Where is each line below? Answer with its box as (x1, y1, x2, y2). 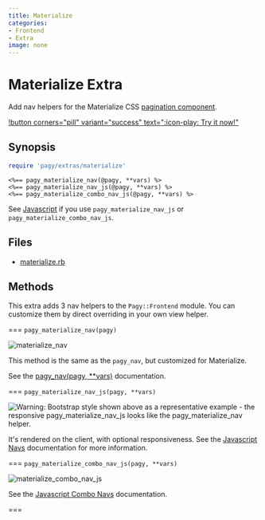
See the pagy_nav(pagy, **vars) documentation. (8, 372, 166, 381)
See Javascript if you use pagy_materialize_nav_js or (8, 204, 185, 214)
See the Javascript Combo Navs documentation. (8, 490, 168, 499)
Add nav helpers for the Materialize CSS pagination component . (8, 102, 217, 112)
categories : (8, 19, 48, 27)
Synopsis (8, 140, 56, 154)
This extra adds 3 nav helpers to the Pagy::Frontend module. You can (8, 301, 236, 311)
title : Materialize (8, 11, 73, 20)
